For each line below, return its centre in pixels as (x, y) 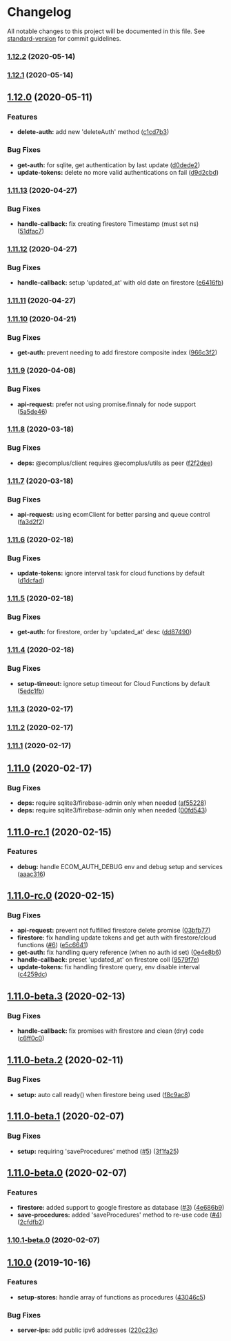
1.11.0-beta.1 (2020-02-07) (66, 1116)
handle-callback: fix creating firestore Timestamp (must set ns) (108, 223)
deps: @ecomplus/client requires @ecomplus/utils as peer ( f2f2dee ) (115, 463)
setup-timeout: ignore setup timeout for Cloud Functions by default (113, 683)
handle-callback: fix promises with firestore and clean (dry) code (110, 1031)
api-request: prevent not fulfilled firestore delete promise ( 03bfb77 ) (114, 931)
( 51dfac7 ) (31, 231)
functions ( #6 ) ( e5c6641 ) (52, 945)
